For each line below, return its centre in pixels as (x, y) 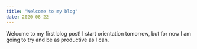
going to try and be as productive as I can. (58, 40)
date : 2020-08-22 (28, 17)
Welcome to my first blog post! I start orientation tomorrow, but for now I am (98, 33)
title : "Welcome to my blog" (42, 11)
